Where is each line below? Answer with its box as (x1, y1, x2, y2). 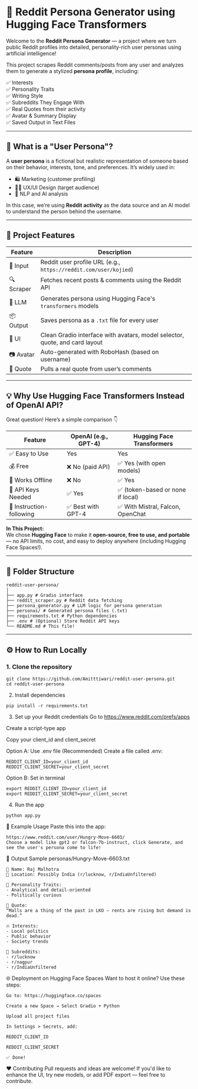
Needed (9, 493, 31, 501)
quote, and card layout (40, 338, 103, 346)
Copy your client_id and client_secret (6, 736, 96, 743)
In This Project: (6, 525, 44, 532)
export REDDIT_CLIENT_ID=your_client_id (6, 786, 107, 791)
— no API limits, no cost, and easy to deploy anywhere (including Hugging (6, 537, 186, 544)
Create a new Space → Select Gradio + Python (6, 1003, 120, 1009)
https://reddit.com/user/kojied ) (40, 265, 134, 273)
